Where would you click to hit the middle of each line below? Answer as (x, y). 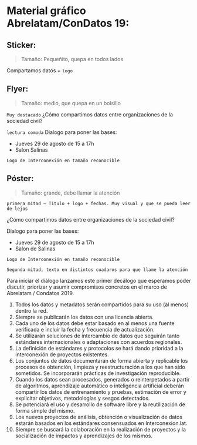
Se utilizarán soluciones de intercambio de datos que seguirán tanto (97, 336)
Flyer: (18, 89)
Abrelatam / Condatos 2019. (40, 293)
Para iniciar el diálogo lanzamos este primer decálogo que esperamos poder (99, 280)
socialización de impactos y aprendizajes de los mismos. (84, 436)
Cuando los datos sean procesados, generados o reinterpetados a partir (102, 379)
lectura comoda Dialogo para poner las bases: (62, 132)
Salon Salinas (31, 150)
